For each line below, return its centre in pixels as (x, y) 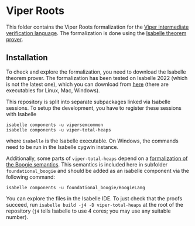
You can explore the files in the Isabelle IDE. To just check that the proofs (94, 198)
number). (17, 217)
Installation (27, 58)
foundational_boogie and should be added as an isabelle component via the (97, 171)
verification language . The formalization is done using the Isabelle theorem (96, 33)
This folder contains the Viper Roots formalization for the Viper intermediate (97, 27)
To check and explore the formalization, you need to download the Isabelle (96, 72)
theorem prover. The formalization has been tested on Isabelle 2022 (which (97, 78)
